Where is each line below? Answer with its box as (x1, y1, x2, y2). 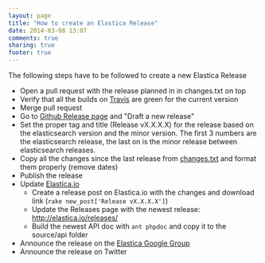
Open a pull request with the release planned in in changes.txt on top (19, 86, 247, 96)
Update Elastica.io (19, 179, 80, 188)
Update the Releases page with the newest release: (31, 205, 201, 214)
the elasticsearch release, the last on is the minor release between (19, 137, 238, 146)
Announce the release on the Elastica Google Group (19, 238, 190, 248)
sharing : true (8, 41, 56, 49)
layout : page (8, 11, 52, 20)
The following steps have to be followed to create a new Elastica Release (8, 71, 247, 80)
